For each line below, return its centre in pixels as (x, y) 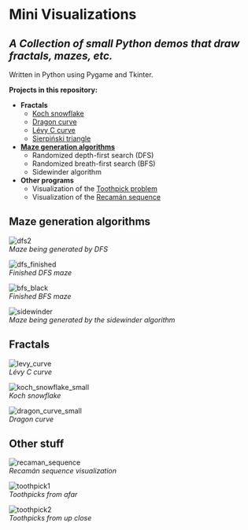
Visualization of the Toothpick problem (95, 189)
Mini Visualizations (73, 15)
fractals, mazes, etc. (61, 55)
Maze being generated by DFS (59, 248)
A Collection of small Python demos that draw (124, 44)
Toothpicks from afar (43, 495)
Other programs (47, 180)
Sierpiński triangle (61, 138)
